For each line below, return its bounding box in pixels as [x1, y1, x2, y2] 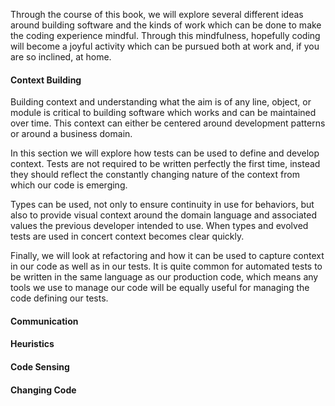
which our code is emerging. [10, 179, 128, 191]
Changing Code [10, 384, 77, 396]
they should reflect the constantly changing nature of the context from [10, 169, 300, 181]
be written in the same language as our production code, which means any [10, 271, 319, 283]
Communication [10, 315, 79, 327]
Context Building [10, 74, 82, 86]
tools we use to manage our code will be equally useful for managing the [10, 282, 310, 294]
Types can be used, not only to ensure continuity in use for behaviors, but [10, 199, 315, 211]
